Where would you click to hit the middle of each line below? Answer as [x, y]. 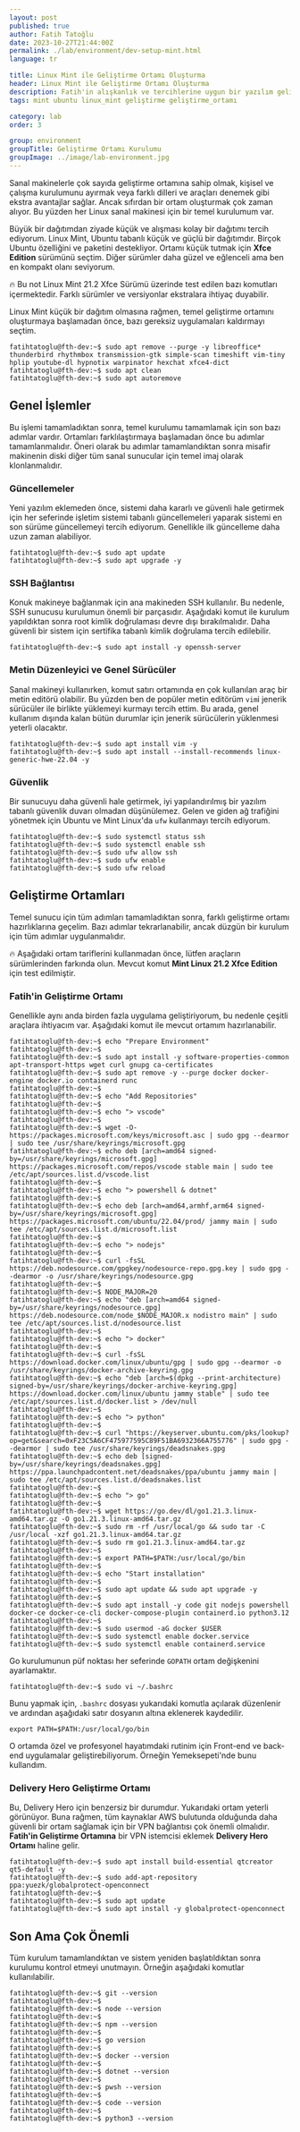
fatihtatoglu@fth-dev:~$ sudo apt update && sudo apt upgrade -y [133, 1589]
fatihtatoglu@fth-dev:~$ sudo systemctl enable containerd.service [137, 1644]
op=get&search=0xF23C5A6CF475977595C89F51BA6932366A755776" [124, 1440]
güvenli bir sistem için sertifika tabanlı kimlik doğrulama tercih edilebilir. [140, 631]
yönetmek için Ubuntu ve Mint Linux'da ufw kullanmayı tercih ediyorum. [140, 820]
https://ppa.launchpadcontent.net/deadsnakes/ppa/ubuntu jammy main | [143, 1472]
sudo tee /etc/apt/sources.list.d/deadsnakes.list [105, 1480]
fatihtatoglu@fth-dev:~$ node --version [86, 2009]
